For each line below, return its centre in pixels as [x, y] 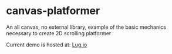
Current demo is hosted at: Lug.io [47, 45]
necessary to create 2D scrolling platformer [59, 33]
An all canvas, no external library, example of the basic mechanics [86, 27]
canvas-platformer [53, 11]
